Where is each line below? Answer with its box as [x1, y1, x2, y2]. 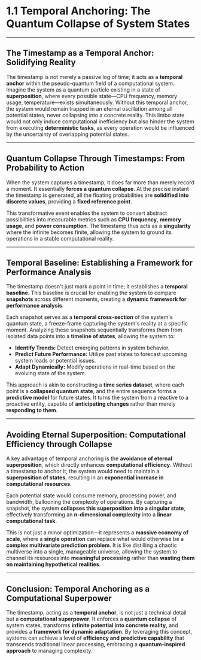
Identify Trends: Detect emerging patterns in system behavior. [14, 344, 170, 351]
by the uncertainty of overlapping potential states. [6, 130, 130, 138]
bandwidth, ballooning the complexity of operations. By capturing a [6, 498, 172, 506]
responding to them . [6, 407, 58, 414]
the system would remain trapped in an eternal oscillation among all [6, 105, 173, 112]
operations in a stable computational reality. [6, 235, 114, 242]
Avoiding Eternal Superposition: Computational [6, 430, 186, 440]
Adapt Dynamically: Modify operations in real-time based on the [14, 363, 175, 370]
